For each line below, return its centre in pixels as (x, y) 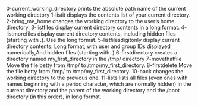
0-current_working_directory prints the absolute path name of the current (96, 9)
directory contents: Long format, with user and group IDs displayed (88, 46)
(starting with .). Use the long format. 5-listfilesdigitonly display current (93, 40)
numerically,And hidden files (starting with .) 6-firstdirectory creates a (92, 52)
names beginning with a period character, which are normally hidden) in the (99, 84)
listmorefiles (21, 34)
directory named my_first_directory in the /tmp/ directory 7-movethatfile (94, 59)
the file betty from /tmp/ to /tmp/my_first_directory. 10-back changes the (95, 71)
